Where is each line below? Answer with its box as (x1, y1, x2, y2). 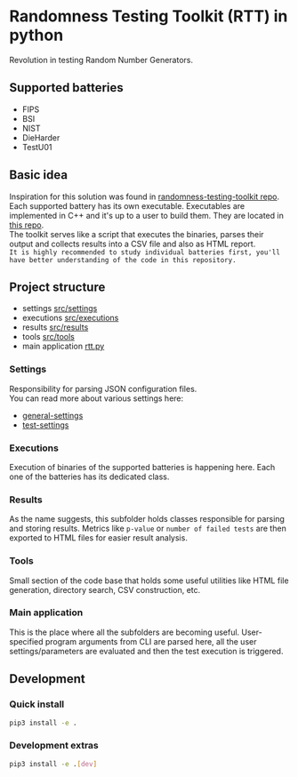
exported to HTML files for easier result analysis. (9, 533, 189, 543)
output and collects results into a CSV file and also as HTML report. (9, 238, 256, 249)
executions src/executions (21, 313, 119, 324)
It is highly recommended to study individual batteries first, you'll (9, 247, 280, 257)
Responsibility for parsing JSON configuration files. (9, 383, 197, 394)
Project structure (9, 279, 106, 294)
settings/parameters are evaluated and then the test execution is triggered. (9, 645, 284, 656)
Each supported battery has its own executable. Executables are (9, 200, 246, 211)
